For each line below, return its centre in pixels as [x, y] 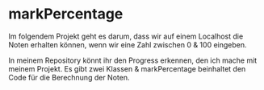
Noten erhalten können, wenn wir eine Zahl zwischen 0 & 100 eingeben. [128, 44]
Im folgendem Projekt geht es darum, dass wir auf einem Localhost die [126, 36]
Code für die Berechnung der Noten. [69, 77]
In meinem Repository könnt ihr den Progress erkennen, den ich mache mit [133, 60]
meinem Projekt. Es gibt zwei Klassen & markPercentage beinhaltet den [127, 68]
